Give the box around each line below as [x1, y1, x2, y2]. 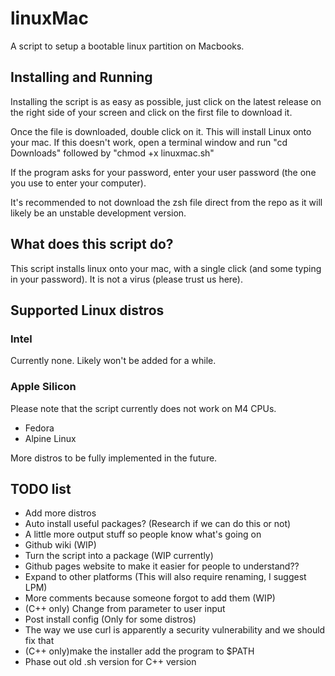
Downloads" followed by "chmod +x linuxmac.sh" [10, 147, 215, 159]
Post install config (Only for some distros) [24, 613, 197, 626]
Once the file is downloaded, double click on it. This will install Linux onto [10, 125, 312, 137]
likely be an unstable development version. [10, 207, 187, 219]
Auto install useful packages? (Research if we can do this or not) [24, 518, 292, 530]
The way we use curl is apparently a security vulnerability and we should [24, 624, 326, 636]
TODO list [10, 480, 72, 497]
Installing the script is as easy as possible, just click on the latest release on [10, 95, 322, 107]
